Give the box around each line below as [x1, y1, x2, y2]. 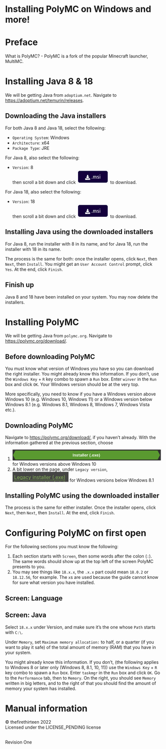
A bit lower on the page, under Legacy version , [12, 466, 108, 472]
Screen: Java [5, 611, 46, 620]
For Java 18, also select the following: [5, 188, 82, 194]
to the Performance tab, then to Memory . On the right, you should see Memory [5, 675, 156, 681]
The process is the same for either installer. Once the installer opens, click [5, 504, 156, 510]
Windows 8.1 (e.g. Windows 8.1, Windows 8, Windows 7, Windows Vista [5, 402, 150, 408]
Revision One [5, 739, 32, 745]
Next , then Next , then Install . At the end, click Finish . [5, 510, 115, 516]
